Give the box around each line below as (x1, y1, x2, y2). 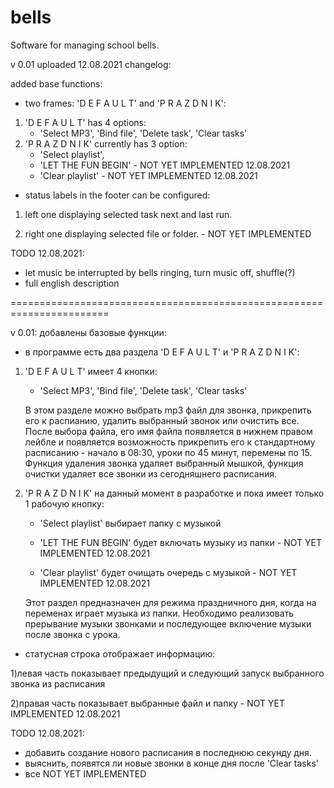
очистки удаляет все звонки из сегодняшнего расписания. (24, 467, 277, 480)
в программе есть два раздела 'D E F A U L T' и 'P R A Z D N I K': (24, 346, 300, 358)
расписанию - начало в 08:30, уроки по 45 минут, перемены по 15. (24, 446, 313, 458)
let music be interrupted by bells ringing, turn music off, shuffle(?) (24, 266, 296, 278)
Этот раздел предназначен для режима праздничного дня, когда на (24, 596, 317, 608)
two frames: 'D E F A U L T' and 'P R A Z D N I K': (24, 97, 227, 109)
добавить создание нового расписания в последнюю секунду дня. (24, 746, 312, 758)
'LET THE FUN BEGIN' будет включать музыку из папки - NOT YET (39, 536, 322, 548)
